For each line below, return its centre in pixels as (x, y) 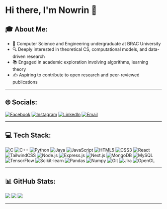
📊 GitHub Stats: (31, 182)
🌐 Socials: (21, 103)
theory (19, 69)
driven (19, 56)
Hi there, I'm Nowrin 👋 (51, 10)
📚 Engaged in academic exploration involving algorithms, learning (80, 62)
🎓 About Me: (27, 29)
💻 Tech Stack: (28, 135)
